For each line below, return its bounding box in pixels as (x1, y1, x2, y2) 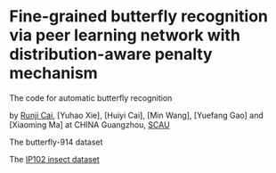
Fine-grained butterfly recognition (9, 6, 269, 27)
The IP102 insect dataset (9, 153, 100, 164)
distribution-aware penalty (9, 45, 213, 64)
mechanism (9, 63, 98, 84)
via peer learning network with (9, 25, 240, 45)
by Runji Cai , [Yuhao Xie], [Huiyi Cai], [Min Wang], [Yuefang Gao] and (9, 110, 264, 120)
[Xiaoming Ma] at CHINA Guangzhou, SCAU (9, 119, 171, 130)
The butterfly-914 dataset (9, 136, 103, 147)
